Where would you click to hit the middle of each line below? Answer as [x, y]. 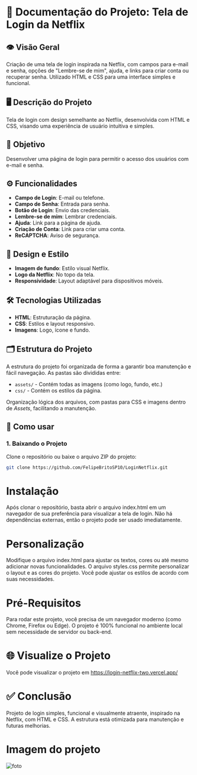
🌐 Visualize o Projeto [59, 656]
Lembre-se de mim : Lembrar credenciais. [66, 217]
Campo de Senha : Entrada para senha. [62, 204]
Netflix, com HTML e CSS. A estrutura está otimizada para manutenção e [95, 719]
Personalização [45, 544]
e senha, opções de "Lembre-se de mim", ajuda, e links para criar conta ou [98, 71]
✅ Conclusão [39, 696]
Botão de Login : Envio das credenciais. [62, 210]
